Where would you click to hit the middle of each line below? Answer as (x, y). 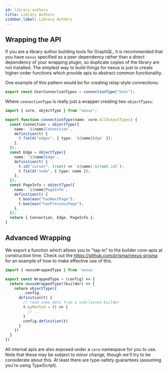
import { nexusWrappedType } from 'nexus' (50, 270)
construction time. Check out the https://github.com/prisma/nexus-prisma (81, 255)
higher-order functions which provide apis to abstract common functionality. (84, 73)
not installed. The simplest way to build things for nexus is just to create (79, 68)
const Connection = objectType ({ (44, 124)
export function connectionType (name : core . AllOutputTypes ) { (71, 119)
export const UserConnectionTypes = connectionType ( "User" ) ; (70, 92)
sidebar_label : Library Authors (39, 19)
